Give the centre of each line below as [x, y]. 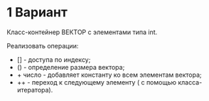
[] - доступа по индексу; [54, 59]
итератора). [35, 90]
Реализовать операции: [43, 46]
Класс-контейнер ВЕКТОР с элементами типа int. [82, 32]
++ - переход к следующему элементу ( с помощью [97, 82]
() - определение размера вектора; [71, 67]
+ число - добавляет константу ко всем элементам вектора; [109, 75]
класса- [190, 82]
